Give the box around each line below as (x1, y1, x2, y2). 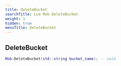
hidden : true (5, 21, 32, 26)
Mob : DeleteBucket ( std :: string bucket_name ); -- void (5, 56, 116, 61)
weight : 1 (5, 16, 26, 21)
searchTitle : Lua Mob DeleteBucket (5, 12, 79, 17)
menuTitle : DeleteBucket (5, 25, 56, 30)
